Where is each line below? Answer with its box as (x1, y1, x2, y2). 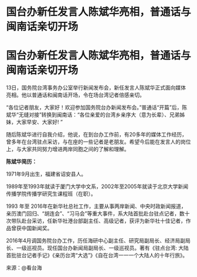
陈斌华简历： (6, 158, 37, 165)
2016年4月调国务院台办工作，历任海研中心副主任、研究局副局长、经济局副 (6, 237, 186, 244)
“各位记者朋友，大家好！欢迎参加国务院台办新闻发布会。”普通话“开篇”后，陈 (6, 104, 188, 111)
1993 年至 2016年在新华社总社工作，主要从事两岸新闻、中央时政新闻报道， (6, 203, 186, 210)
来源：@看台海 (6, 264, 42, 271)
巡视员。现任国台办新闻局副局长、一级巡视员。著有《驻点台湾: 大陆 (26, 244, 189, 252)
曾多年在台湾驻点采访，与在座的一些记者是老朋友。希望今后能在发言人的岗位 (6, 138, 191, 145)
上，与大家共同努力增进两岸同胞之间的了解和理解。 (6, 146, 130, 153)
